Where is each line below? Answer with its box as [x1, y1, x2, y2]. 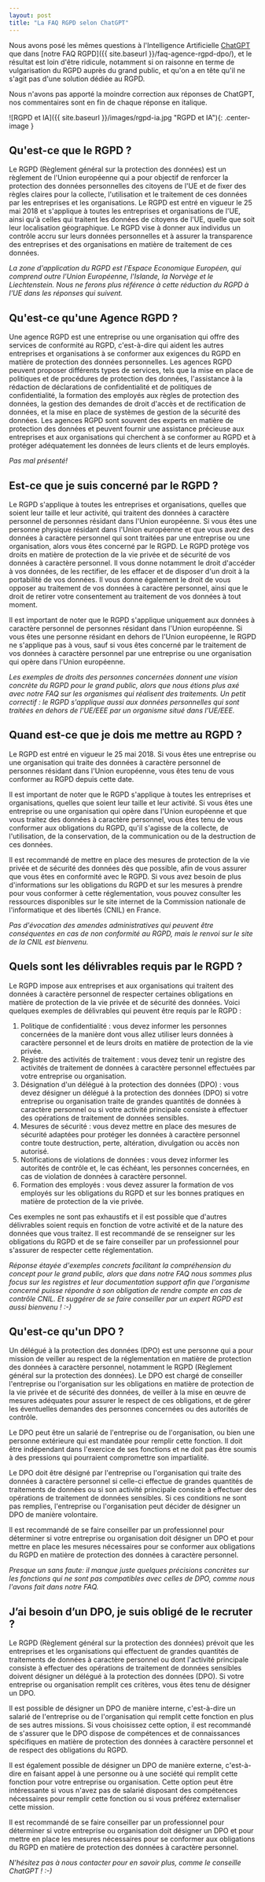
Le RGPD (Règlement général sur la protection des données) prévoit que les [9, 1638, 255, 1648]
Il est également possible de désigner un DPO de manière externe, [9, 1761, 224, 1770]
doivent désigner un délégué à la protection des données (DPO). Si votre [9, 1672, 245, 1681]
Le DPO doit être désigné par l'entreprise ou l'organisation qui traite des [9, 1468, 242, 1478]
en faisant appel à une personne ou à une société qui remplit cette [23, 1769, 238, 1778]
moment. [9, 599, 38, 610]
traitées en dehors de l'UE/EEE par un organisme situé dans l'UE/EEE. [9, 705, 235, 715]
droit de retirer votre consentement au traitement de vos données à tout [9, 591, 241, 601]
